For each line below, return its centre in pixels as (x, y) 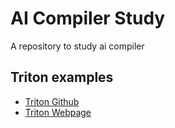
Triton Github (52, 101)
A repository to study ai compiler (77, 46)
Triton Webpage (58, 112)
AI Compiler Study (88, 18)
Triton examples (62, 77)
